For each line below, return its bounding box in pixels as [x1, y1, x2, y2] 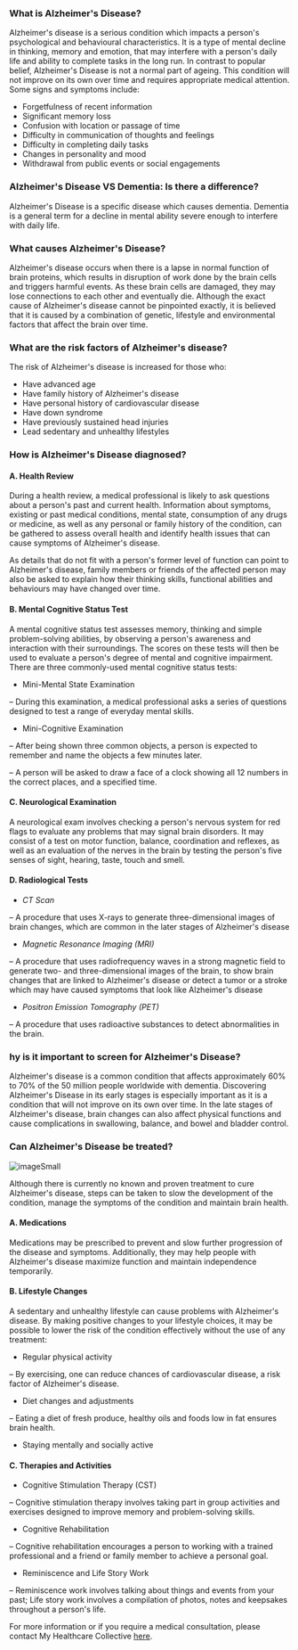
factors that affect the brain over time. [9, 319, 149, 330]
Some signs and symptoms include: [9, 84, 140, 95]
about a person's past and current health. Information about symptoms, [9, 500, 271, 511]
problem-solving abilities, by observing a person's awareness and [9, 633, 252, 644]
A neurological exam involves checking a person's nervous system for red [9, 817, 281, 827]
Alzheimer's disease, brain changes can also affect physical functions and [9, 1109, 282, 1120]
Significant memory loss [21, 111, 111, 122]
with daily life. [9, 219, 60, 230]
